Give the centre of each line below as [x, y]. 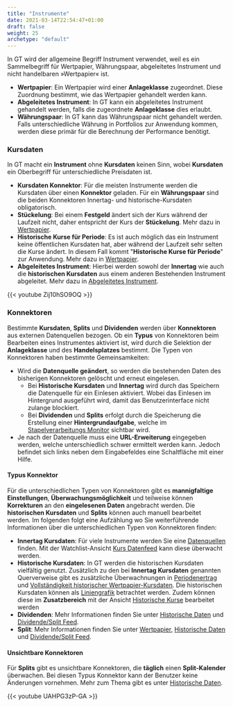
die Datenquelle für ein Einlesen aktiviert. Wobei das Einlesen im [119, 393]
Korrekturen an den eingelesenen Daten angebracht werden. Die [101, 505]
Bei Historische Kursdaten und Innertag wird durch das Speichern [123, 385]
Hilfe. [25, 459]
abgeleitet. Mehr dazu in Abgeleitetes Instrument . [88, 281]
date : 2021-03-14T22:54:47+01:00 [55, 20]
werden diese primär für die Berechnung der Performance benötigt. [114, 132]
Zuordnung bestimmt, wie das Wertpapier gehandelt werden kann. [112, 95]
